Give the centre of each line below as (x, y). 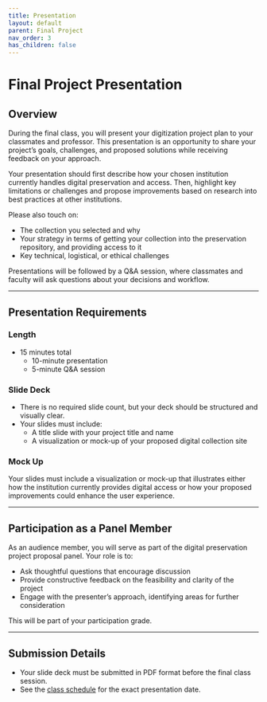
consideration (42, 606)
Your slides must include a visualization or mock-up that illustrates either (127, 479)
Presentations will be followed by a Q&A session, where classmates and (126, 271)
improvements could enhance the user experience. (91, 496)
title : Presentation (43, 16)
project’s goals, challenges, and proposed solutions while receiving (118, 150)
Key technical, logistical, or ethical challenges (94, 256)
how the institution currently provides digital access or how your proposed (130, 488)
